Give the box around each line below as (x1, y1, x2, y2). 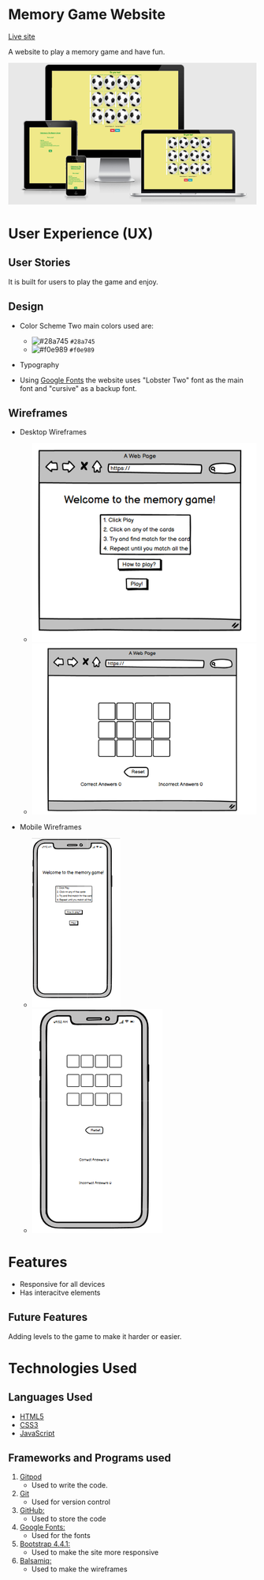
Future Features (8, 1311, 88, 1324)
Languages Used (8, 1390, 93, 1404)
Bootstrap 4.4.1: (19, 1539, 71, 1549)
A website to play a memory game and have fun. (8, 47, 165, 56)
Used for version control (31, 1497, 110, 1507)
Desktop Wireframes (19, 427, 87, 437)
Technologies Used (8, 1359, 138, 1377)
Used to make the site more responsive (31, 1548, 159, 1557)
